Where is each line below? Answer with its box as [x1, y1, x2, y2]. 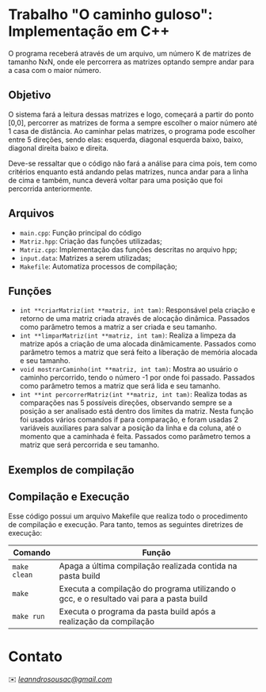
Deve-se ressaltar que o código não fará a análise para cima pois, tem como [8, 159, 257, 168]
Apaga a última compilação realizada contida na [59, 560, 237, 572]
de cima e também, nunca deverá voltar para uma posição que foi [8, 175, 223, 185]
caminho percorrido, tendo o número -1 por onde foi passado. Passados [19, 373, 256, 382]
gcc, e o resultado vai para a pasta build [59, 593, 208, 604]
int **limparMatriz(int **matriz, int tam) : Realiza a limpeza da [19, 331, 236, 340]
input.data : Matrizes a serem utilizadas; [19, 253, 151, 262]
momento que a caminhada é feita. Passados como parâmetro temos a [19, 432, 251, 442]
